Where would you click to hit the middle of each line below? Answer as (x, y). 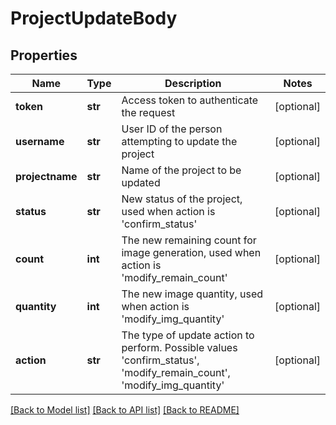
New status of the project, (182, 199)
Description (193, 83)
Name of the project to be (181, 170)
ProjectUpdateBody (94, 18)
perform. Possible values (179, 347)
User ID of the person (172, 129)
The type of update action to (188, 335)
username (40, 141)
